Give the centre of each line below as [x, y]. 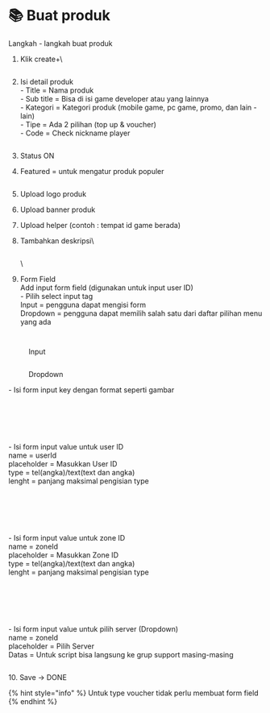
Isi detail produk [47, 81]
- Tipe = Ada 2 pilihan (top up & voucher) [88, 124]
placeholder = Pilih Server [52, 646]
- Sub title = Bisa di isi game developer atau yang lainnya [114, 98]
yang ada [35, 321]
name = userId [33, 455]
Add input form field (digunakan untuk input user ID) [106, 288]
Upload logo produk [53, 193]
